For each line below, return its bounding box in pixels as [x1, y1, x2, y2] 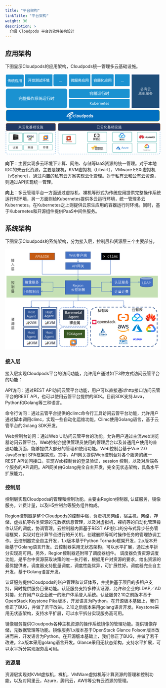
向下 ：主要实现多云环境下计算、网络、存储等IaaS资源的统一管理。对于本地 [5, 160, 157, 166]
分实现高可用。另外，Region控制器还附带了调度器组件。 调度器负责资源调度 [5, 550, 159, 556]
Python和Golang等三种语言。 [5, 400, 65, 406]
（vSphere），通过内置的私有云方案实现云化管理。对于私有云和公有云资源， [5, 173, 159, 179]
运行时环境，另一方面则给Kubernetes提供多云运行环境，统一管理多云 [5, 196, 146, 202]
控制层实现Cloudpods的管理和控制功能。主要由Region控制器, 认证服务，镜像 [5, 496, 161, 502]
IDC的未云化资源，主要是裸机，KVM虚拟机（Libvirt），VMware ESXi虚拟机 [5, 167, 156, 173]
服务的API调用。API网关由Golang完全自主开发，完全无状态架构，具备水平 [9, 464, 159, 470]
